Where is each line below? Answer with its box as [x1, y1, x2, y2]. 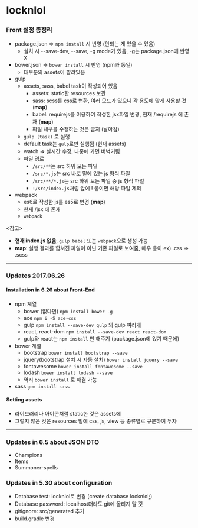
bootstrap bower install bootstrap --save [23, 349, 128, 356]
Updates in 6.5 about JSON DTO [6, 438, 100, 446]
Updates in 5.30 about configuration [6, 479, 113, 487]
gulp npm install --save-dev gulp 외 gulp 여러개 [23, 321, 141, 328]
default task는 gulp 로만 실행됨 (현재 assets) [23, 140, 127, 148]
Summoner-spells [14, 464, 58, 471]
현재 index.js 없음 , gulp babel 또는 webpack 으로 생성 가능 [14, 237, 148, 244]
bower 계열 [14, 342, 41, 349]
